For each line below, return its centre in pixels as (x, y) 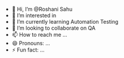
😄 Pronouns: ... (31, 43)
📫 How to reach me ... (39, 35)
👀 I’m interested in (34, 15)
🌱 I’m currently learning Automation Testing (65, 22)
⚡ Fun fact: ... (28, 50)
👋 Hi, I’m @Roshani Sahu (42, 9)
